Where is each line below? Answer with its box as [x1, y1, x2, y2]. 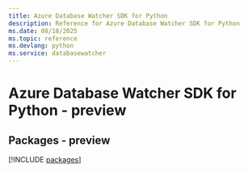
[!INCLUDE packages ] [8, 155, 82, 164]
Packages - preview [8, 133, 111, 147]
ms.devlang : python [8, 42, 74, 50]
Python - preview [8, 102, 127, 120]
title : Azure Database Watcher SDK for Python [8, 11, 168, 20]
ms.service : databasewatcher [8, 49, 107, 57]
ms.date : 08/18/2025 [8, 27, 78, 35]
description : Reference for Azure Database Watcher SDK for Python [8, 19, 241, 27]
